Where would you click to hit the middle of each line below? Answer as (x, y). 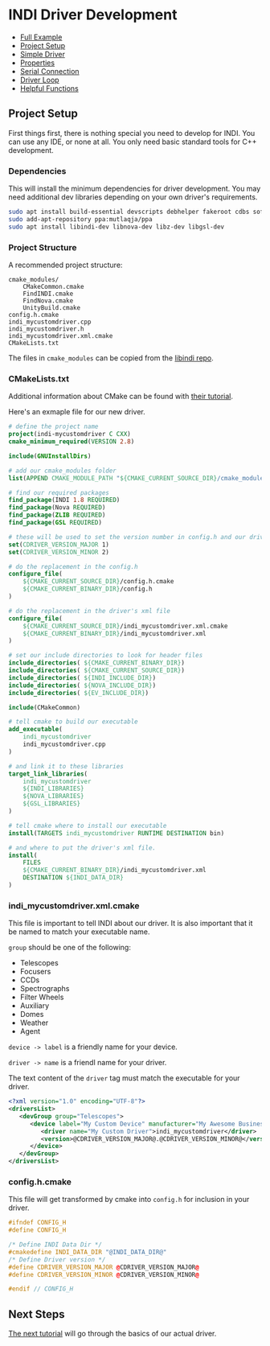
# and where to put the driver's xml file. (82, 848)
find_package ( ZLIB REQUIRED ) (57, 515)
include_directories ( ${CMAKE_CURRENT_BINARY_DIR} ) (96, 663)
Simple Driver (43, 54)
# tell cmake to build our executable (73, 722)
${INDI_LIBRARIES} (53, 789)
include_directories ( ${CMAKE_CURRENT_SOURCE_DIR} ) (96, 671)
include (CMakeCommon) (45, 707)
